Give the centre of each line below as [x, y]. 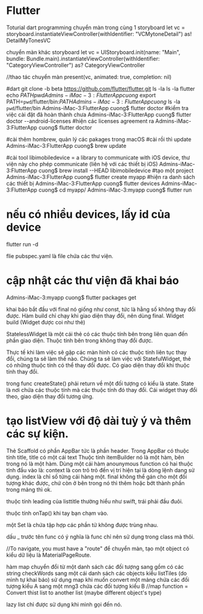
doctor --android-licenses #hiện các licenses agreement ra [80, 121]
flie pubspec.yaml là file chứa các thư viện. [60, 256]
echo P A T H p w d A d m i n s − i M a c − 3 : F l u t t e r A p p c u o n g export [81, 95]
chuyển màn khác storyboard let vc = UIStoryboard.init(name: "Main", [93, 52]
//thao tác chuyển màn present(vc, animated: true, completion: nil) [89, 77]
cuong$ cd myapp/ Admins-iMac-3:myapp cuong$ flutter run [115, 190]
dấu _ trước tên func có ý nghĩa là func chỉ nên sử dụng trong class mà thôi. [101, 537]
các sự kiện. [38, 434]
